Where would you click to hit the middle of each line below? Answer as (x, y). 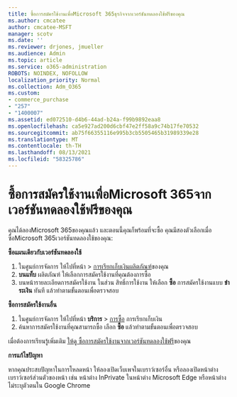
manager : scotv (31, 34)
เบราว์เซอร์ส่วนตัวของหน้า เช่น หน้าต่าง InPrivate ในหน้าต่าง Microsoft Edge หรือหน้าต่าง (117, 377)
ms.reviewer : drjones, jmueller (56, 47)
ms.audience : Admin (37, 54)
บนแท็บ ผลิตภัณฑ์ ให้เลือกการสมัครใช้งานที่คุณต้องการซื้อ (84, 274)
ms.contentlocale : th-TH (45, 146)
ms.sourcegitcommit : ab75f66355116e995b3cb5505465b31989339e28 (104, 133)
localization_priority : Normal (54, 80)
